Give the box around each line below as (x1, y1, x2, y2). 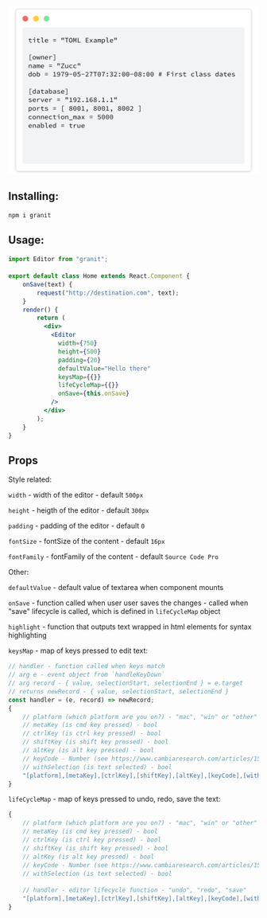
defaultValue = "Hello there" (58, 365, 151, 373)
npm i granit (8, 212, 52, 220)
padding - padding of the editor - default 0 (8, 521, 145, 531)
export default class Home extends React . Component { (8, 272, 191, 280)
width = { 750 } (58, 339, 98, 348)
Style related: (8, 475, 52, 484)
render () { (22, 306, 59, 314)
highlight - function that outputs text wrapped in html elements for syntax (8, 622, 252, 631)
